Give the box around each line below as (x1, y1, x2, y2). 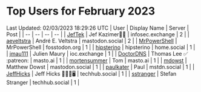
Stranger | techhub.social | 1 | (6, 79, 80, 86)
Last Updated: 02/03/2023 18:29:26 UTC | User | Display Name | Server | (6, 24, 189, 31)
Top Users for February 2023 (6, 4, 156, 18)
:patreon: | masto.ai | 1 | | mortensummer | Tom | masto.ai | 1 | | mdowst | (6, 56, 187, 64)
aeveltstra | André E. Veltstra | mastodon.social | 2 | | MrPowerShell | (6, 37, 177, 44)
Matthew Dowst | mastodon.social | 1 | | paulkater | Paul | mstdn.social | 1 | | (6, 63, 195, 70)
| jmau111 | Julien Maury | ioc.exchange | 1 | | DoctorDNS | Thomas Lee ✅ (6, 50, 188, 57)
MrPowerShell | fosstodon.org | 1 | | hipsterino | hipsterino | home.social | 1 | (6, 44, 196, 51)
